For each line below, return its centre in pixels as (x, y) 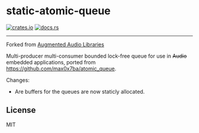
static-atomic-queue (58, 11)
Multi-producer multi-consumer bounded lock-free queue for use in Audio (97, 56)
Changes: (18, 80)
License (21, 110)
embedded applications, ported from (51, 62)
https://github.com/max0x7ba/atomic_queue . (61, 68)
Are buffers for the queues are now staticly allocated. (80, 91)
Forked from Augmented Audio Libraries (55, 44)
